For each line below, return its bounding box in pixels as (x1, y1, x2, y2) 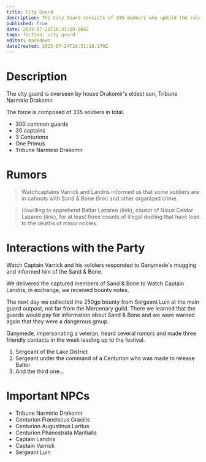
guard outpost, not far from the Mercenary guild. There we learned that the (6, 304, 196, 312)
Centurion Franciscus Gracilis (15, 415, 90, 423)
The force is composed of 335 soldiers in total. (6, 108, 124, 115)
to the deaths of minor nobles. (21, 219, 98, 227)
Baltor (15, 361, 31, 368)
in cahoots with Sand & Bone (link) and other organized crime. (21, 194, 178, 202)
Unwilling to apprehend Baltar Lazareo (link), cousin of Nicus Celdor (21, 206, 194, 214)
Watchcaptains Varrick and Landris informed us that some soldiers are (21, 188, 199, 195)
